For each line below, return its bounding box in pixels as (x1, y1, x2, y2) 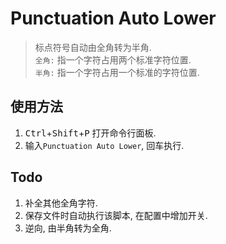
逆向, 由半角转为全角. (24, 222, 112, 234)
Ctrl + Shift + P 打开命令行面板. (24, 127, 157, 139)
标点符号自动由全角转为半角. (34, 41, 152, 53)
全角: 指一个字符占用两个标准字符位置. (34, 53, 192, 66)
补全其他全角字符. (24, 197, 98, 209)
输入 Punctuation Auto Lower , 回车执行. (24, 139, 185, 151)
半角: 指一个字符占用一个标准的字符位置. (34, 66, 200, 78)
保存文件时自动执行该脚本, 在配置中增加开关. (24, 209, 208, 221)
